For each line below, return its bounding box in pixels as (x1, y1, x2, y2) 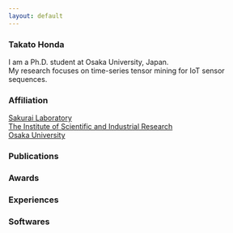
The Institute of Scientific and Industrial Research (8, 122, 173, 132)
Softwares (8, 216, 50, 227)
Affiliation (8, 94, 49, 106)
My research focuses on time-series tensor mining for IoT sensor (8, 66, 225, 76)
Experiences (8, 194, 59, 205)
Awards (8, 172, 40, 183)
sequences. (8, 74, 48, 84)
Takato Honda (8, 38, 65, 50)
